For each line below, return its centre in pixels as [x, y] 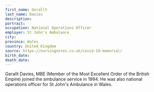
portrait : [15, 23]
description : [19, 19]
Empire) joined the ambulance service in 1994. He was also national [74, 79]
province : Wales [22, 42]
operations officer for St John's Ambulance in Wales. [59, 85]
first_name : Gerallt [26, 10]
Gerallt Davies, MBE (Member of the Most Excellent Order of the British [77, 74]
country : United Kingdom [31, 46]
